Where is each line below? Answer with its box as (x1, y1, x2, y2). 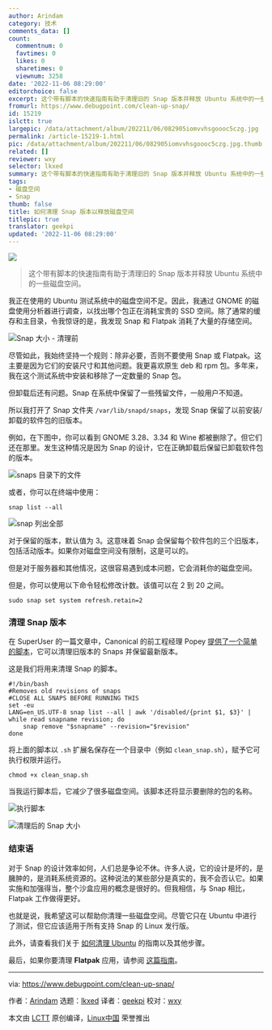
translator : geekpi (8, 223, 74, 231)
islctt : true (8, 117, 53, 126)
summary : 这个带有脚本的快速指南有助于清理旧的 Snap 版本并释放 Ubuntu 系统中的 (8, 170, 255, 178)
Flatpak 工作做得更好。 (8, 893, 85, 903)
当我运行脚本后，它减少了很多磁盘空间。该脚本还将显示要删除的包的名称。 (8, 786, 257, 796)
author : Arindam (8, 11, 63, 20)
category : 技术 (8, 19, 57, 28)
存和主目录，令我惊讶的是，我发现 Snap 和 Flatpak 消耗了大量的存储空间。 (8, 317, 257, 326)
